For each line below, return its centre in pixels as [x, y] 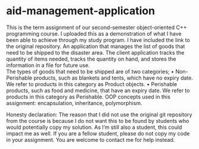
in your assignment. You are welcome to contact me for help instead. [91, 140]
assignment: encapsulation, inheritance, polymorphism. [74, 103]
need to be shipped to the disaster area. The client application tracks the [95, 52]
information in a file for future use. [48, 65]
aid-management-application [81, 11]
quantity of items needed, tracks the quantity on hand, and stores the [91, 59]
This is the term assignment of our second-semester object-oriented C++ [97, 27]
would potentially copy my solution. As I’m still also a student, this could [94, 127]
